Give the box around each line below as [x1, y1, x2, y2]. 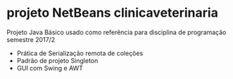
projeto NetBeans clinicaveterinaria [6, 5, 219, 21]
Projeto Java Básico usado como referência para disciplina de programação [6, 28, 227, 36]
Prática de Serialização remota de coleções [16, 49, 144, 57]
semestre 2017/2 [6, 35, 56, 43]
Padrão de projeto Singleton [16, 56, 99, 64]
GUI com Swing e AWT [16, 64, 84, 72]
